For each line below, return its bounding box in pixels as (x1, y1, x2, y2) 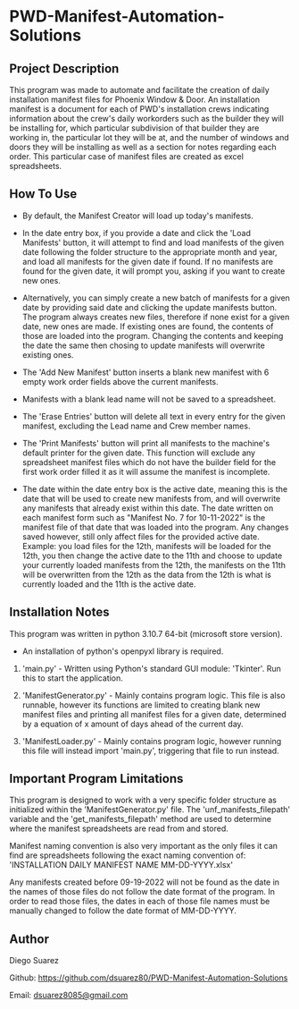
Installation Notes (9, 605, 110, 620)
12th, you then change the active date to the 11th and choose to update (21, 550, 283, 561)
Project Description (9, 61, 120, 76)
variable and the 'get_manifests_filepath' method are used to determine (9, 814, 272, 825)
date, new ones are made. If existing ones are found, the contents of (21, 320, 274, 332)
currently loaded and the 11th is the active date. (21, 579, 196, 589)
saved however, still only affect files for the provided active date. (21, 530, 261, 542)
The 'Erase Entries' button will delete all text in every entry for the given (21, 411, 286, 421)
